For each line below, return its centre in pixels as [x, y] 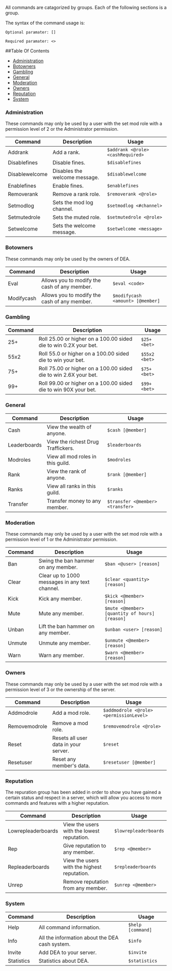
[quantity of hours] [130, 614]
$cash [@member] [127, 430]
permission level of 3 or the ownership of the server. [61, 690]
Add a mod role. [71, 713]
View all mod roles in [72, 456]
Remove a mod [70, 723]
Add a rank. [66, 152]
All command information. [70, 927]
